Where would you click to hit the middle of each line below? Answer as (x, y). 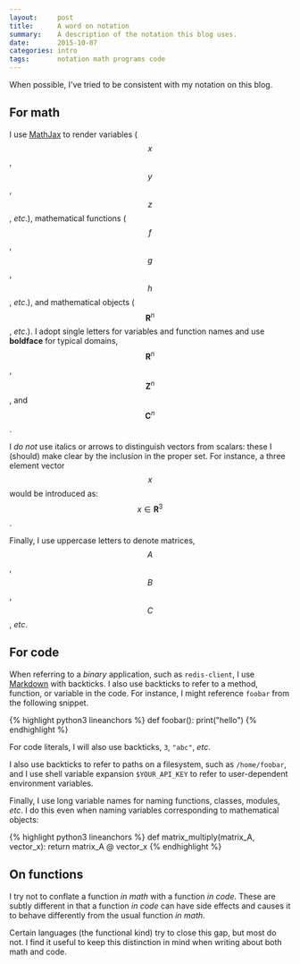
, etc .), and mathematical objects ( (72, 302)
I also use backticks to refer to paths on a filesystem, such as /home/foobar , (148, 764)
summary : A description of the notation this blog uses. (124, 34)
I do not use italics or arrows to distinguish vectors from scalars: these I (141, 447)
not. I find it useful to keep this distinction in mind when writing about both (146, 942)
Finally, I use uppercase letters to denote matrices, (102, 541)
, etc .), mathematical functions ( (68, 218)
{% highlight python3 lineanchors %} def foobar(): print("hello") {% (133, 720)
